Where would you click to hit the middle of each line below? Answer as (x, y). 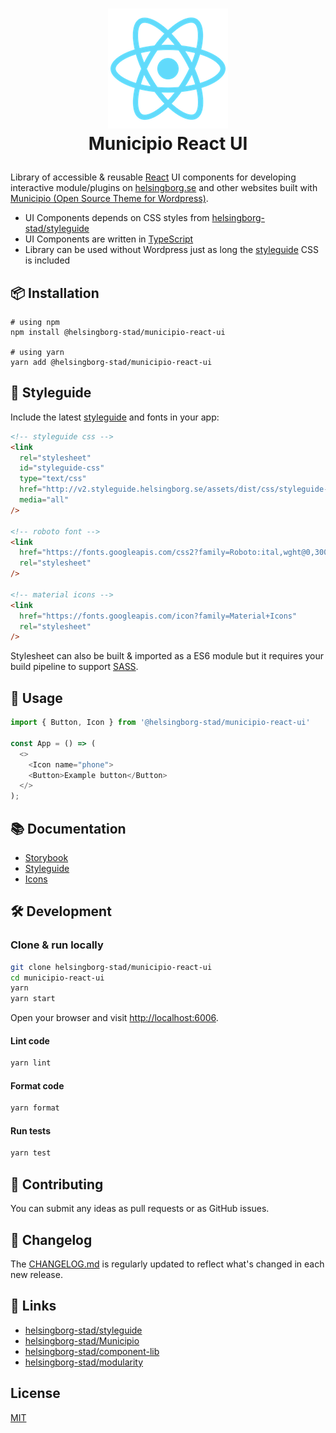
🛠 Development (61, 911)
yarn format (35, 1108)
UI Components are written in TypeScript (109, 239)
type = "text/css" (53, 479)
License (35, 1393)
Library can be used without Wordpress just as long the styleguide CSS (171, 250)
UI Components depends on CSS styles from (117, 218)
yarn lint (31, 1063)
